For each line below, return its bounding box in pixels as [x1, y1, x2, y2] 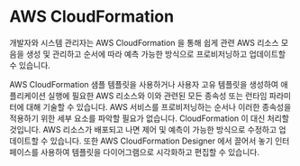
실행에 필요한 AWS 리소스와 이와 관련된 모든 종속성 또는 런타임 [48, 90, 268, 101]
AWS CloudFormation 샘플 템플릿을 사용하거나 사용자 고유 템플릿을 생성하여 [9, 78, 279, 89]
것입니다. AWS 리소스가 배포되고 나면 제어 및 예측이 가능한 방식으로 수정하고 [9, 124, 277, 134]
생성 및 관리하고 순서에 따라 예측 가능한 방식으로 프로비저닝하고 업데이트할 [25, 48, 286, 60]
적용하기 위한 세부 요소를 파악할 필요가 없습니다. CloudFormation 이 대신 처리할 [9, 113, 290, 124]
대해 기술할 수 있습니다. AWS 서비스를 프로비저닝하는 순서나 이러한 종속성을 [25, 101, 292, 112]
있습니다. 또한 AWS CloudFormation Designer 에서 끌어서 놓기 [50, 135, 273, 146]
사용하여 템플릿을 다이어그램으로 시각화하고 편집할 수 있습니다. [40, 146, 259, 157]
